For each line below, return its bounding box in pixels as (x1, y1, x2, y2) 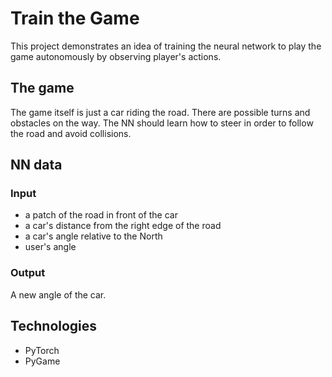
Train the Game (10, 7, 140, 30)
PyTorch (24, 344, 60, 356)
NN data (10, 157, 63, 174)
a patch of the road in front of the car (24, 209, 178, 221)
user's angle (24, 241, 77, 253)
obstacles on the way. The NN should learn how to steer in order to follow (10, 117, 314, 129)
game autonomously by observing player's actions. (10, 50, 222, 62)
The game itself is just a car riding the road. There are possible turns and (10, 106, 311, 118)
